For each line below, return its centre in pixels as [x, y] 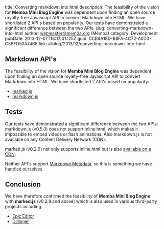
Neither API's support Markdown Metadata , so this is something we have [79, 164]
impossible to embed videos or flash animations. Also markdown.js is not [79, 134]
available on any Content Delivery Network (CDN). [56, 139]
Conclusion [23, 184]
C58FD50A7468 [21, 44]
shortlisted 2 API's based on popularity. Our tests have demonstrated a [77, 23]
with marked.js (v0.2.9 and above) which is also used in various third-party [81, 201]
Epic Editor [23, 216]
